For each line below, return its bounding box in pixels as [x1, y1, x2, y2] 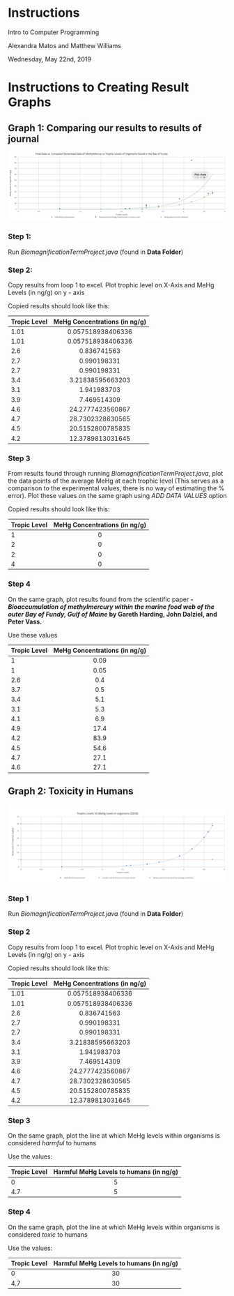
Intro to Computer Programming [8, 28, 100, 36]
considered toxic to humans [8, 1230, 88, 1239]
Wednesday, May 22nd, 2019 [8, 54, 91, 63]
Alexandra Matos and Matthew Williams [8, 41, 121, 50]
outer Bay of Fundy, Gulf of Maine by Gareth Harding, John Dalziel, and [8, 610, 218, 618]
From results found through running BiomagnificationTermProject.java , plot [8, 469, 224, 478]
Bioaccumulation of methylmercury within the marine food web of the [8, 602, 214, 611]
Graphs [8, 94, 52, 110]
